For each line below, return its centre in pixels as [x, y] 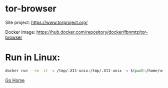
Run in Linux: [33, 57]
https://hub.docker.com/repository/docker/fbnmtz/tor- [92, 32]
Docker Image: [20, 32]
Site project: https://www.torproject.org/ [46, 22]
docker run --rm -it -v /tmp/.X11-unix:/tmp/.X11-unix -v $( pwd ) [74, 71]
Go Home [15, 80]
